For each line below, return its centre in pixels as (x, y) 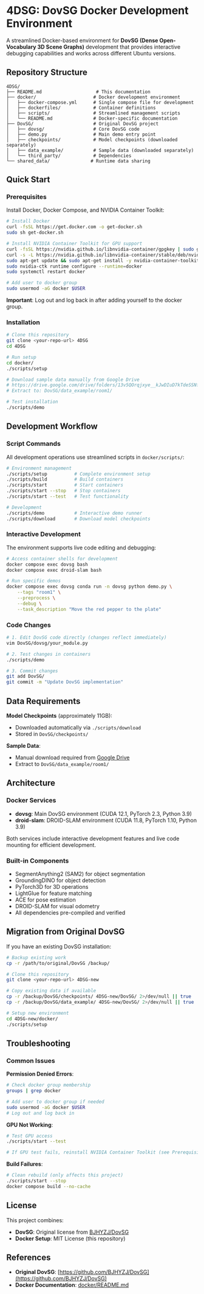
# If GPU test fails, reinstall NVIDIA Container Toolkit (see (88, 1153)
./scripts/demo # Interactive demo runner (74, 513)
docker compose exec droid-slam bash (54, 570)
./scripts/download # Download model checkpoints (78, 519)
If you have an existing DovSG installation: (59, 946)
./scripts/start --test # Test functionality (68, 496)
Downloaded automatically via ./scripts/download (78, 727)
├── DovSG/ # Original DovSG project (83, 123)
